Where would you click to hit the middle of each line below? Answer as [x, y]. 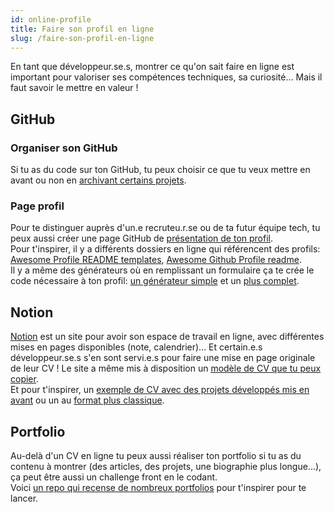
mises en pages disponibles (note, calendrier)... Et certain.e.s [136, 347]
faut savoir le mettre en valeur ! [74, 88]
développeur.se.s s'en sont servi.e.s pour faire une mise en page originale [163, 358]
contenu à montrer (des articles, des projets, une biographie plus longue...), [166, 466]
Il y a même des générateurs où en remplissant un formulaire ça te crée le [162, 270]
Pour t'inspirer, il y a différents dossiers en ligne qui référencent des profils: [165, 249]
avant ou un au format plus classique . [87, 400]
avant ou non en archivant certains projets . [98, 180]
